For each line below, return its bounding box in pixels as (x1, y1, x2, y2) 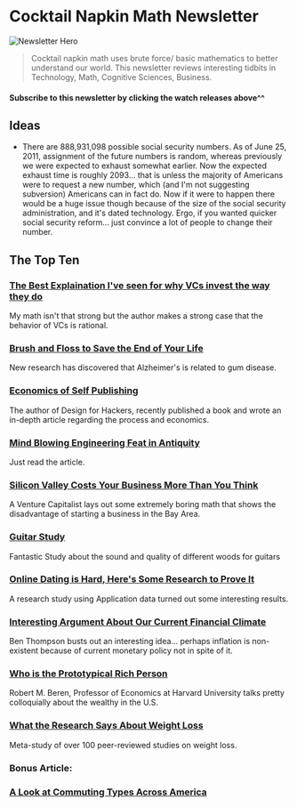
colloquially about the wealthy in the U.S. (9, 697, 158, 708)
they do (9, 290, 43, 303)
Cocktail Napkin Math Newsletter (9, 6, 260, 27)
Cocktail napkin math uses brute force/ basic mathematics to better (30, 52, 278, 63)
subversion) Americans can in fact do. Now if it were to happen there (21, 189, 276, 199)
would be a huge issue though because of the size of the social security (21, 198, 286, 209)
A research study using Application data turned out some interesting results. (9, 593, 289, 604)
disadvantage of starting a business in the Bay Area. (9, 509, 201, 520)
